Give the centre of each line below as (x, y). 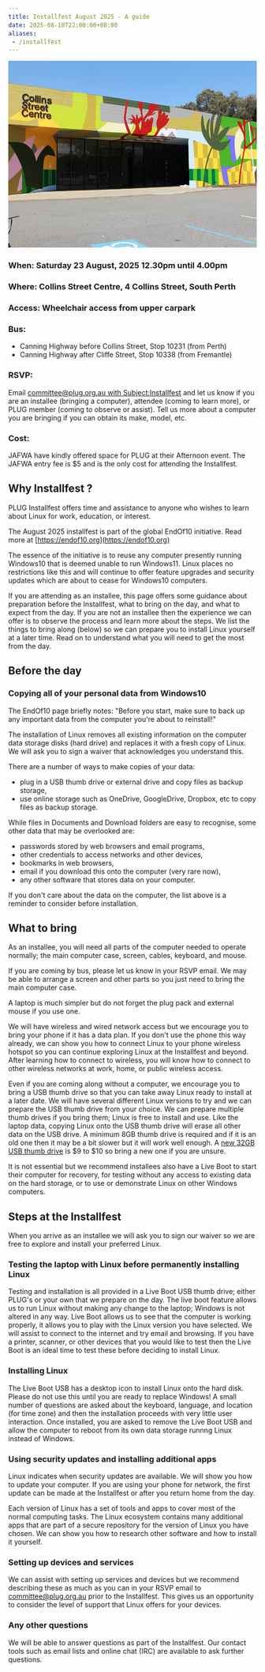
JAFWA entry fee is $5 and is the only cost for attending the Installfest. (123, 464)
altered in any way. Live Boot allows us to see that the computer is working (129, 1317)
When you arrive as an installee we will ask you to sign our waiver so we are (132, 1236)
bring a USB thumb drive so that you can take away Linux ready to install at (130, 1093)
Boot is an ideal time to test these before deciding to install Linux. (114, 1350)
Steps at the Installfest (65, 1216)
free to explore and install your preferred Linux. (85, 1244)
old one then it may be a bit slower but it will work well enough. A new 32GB (131, 1143)
